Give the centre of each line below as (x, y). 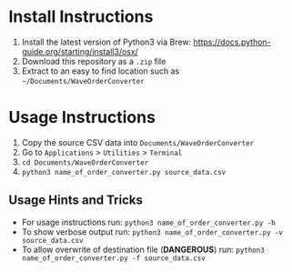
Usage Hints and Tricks (76, 201)
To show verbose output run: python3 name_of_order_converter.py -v (152, 232)
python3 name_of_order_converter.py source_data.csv (124, 172)
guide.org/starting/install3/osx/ (80, 51)
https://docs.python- (232, 42)
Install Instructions (81, 17)
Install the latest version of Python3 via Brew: (106, 42)
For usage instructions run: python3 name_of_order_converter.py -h (149, 222)
